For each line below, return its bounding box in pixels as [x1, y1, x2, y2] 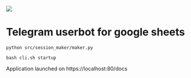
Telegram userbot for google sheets [6, 26, 185, 39]
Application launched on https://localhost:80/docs [6, 65, 128, 72]
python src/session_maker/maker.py [6, 44, 93, 51]
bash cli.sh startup [6, 55, 57, 61]
